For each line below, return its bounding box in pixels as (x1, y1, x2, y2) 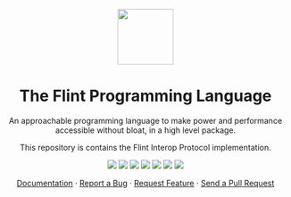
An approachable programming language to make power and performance (8, 115, 283, 126)
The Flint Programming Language (19, 86, 272, 106)
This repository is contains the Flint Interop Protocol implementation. (20, 142, 271, 152)
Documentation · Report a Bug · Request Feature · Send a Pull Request (16, 177, 275, 188)
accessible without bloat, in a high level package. (54, 125, 237, 135)
